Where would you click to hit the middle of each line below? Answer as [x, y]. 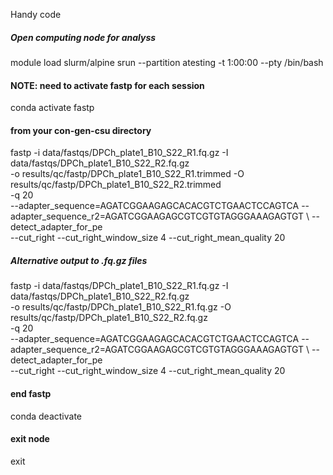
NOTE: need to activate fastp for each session [107, 85]
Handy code [36, 14]
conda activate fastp [52, 108]
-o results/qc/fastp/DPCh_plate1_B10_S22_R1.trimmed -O [127, 174]
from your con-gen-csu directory [81, 130]
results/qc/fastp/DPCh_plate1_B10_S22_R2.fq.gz [109, 318]
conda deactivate [46, 416]
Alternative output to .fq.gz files [79, 260]
